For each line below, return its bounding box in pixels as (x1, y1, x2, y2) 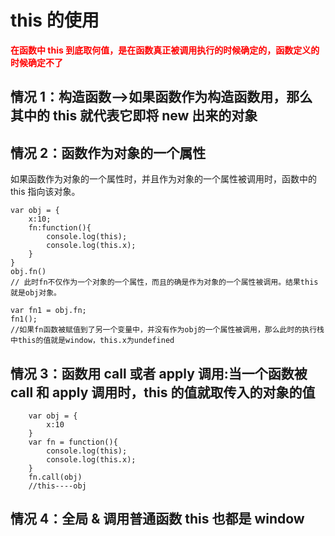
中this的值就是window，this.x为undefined (10, 336, 175, 346)
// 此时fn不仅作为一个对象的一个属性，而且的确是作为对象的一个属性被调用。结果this (10, 277, 319, 288)
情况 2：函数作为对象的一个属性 (10, 144, 207, 161)
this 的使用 (10, 9, 100, 32)
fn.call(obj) (28, 472, 83, 482)
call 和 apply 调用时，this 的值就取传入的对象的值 (10, 384, 316, 401)
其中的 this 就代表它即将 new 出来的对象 (10, 107, 258, 125)
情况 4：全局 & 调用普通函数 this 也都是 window (10, 511, 305, 528)
